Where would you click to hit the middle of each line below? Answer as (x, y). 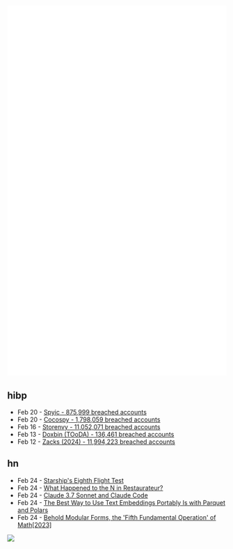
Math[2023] (34, 525)
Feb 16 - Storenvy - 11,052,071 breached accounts (89, 427)
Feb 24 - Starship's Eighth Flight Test (70, 480)
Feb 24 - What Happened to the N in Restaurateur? (90, 488)
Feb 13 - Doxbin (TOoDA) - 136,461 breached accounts (96, 435)
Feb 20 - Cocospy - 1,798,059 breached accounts (89, 419)
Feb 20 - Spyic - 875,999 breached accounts (82, 412)
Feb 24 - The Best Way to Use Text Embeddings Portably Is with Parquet (121, 502)
